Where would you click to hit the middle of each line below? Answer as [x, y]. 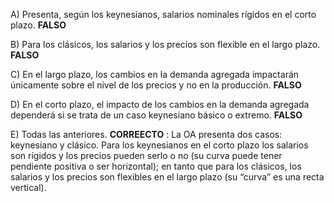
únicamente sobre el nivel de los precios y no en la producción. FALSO [156, 85]
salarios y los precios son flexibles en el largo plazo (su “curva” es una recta [167, 177]
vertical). [28, 187]
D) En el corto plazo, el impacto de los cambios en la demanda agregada [160, 104]
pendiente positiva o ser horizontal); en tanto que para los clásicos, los [156, 166]
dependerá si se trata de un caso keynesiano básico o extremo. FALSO [156, 115]
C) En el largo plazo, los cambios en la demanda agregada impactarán [155, 74]
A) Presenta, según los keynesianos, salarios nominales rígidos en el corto [163, 14]
